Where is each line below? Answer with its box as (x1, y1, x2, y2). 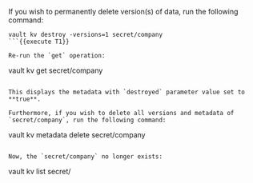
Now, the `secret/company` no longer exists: (8, 153, 163, 161)
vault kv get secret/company (8, 66, 103, 75)
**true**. (8, 95, 42, 103)
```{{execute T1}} (8, 38, 70, 46)
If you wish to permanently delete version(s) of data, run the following (8, 7, 239, 16)
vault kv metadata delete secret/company (8, 130, 146, 139)
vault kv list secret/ (8, 167, 71, 176)
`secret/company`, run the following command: (8, 116, 167, 124)
